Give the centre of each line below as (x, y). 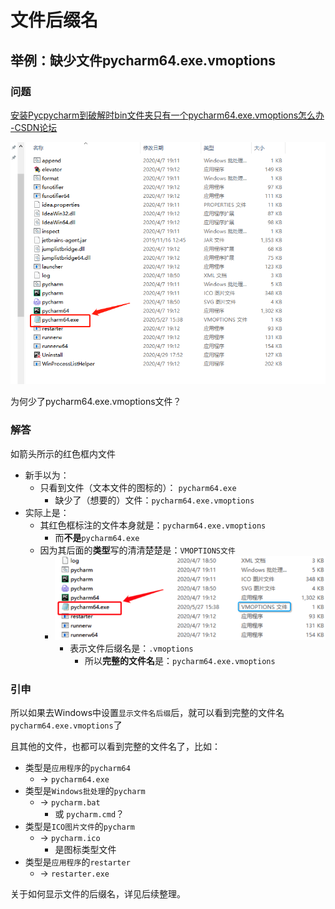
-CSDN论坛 (34, 127)
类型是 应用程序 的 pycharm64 (77, 768)
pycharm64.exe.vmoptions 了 (66, 725)
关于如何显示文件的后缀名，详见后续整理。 (98, 894)
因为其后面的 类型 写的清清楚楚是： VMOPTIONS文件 (137, 550)
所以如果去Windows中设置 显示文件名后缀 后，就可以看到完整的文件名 (147, 713)
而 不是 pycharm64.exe (97, 537)
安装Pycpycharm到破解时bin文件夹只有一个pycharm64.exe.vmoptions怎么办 (167, 115)
